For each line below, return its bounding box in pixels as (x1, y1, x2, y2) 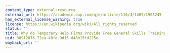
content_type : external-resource (5, 7, 76, 13)
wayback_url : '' (5, 40, 39, 45)
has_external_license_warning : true (5, 17, 82, 22)
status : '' (5, 26, 28, 31)
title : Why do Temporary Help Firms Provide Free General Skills (5, 31, 146, 36)
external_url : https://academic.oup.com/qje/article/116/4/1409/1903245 (5, 12, 162, 17)
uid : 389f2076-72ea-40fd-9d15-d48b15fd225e (5, 36, 99, 41)
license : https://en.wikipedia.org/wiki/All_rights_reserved (5, 21, 137, 27)
